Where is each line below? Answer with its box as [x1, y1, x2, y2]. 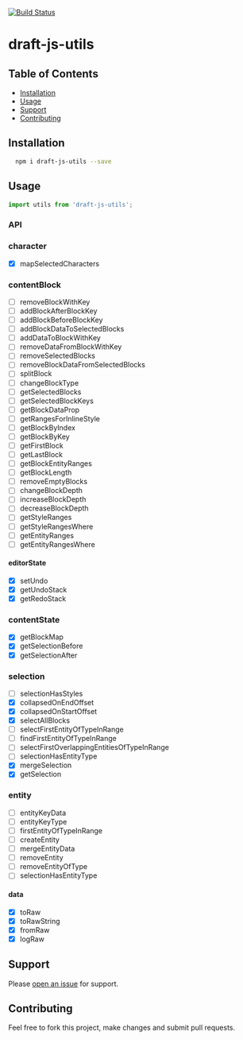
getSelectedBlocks [19, 386, 82, 397]
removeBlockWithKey [19, 297, 91, 306]
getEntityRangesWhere [19, 539, 95, 549]
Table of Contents [8, 67, 99, 80]
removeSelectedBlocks [19, 351, 96, 361]
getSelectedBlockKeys [19, 396, 94, 406]
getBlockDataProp [19, 405, 80, 414]
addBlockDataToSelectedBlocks [19, 324, 125, 334]
